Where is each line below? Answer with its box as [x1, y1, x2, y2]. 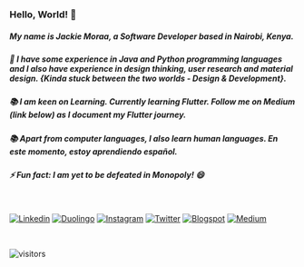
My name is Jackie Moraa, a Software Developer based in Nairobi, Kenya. [9, 31, 294, 42]
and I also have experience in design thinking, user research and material [9, 63, 293, 74]
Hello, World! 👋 [9, 8, 77, 21]
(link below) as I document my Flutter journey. [9, 109, 187, 121]
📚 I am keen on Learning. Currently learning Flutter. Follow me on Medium [9, 96, 296, 107]
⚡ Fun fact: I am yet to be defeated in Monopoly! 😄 [9, 170, 205, 181]
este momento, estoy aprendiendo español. [9, 145, 178, 157]
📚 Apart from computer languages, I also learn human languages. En [9, 133, 279, 143]
